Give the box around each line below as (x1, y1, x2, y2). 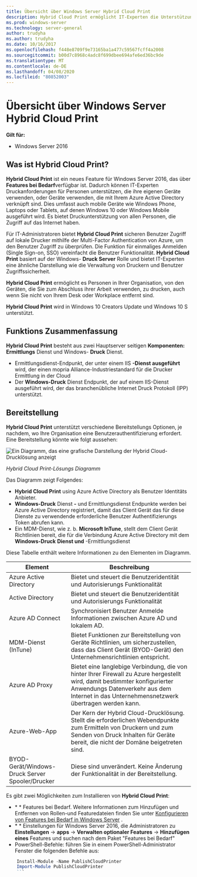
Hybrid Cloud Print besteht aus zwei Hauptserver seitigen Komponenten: (6, 342, 185, 349)
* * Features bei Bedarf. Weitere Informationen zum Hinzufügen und (14, 803, 179, 811)
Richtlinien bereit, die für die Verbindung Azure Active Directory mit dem (14, 531, 189, 538)
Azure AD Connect (9, 614, 60, 622)
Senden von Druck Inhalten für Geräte (70, 731, 175, 739)
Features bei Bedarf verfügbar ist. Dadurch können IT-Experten (6, 182, 159, 189)
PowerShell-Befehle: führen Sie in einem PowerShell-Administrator (14, 841, 176, 848)
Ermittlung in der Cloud (14, 372, 71, 379)
